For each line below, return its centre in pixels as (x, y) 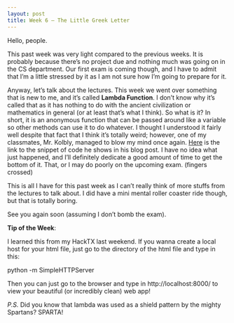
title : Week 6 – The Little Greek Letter (69, 20)
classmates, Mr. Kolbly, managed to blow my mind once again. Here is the (114, 142)
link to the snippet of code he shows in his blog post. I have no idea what (112, 150)
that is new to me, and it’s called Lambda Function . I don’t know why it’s (111, 97)
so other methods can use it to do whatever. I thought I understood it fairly (115, 127)
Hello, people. (27, 40)
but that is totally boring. (42, 200)
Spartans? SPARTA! (35, 312)
